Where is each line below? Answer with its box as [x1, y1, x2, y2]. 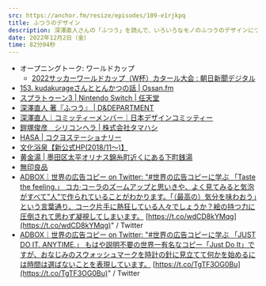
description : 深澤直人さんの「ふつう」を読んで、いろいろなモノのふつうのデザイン [8, 26, 249, 34]
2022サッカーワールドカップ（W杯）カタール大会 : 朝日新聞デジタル [31, 73, 256, 83]
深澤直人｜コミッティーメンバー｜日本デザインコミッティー [19, 113, 214, 122]
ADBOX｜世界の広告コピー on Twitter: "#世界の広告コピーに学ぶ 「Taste [19, 172, 256, 182]
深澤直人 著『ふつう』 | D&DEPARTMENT [19, 103, 154, 113]
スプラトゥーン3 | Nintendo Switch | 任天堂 [19, 93, 160, 103]
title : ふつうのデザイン [8, 19, 81, 27]
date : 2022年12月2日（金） [8, 33, 90, 42]
